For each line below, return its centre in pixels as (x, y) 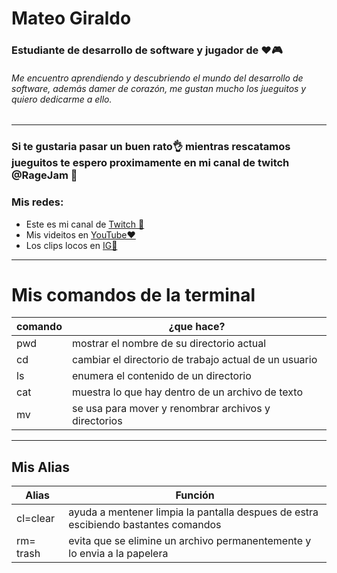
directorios (97, 421)
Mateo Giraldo (71, 18)
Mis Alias (41, 467)
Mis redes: (37, 202)
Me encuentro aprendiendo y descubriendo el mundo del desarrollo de (157, 78)
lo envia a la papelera (118, 554)
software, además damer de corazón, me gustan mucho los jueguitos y (159, 88)
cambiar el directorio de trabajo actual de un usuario (194, 360)
